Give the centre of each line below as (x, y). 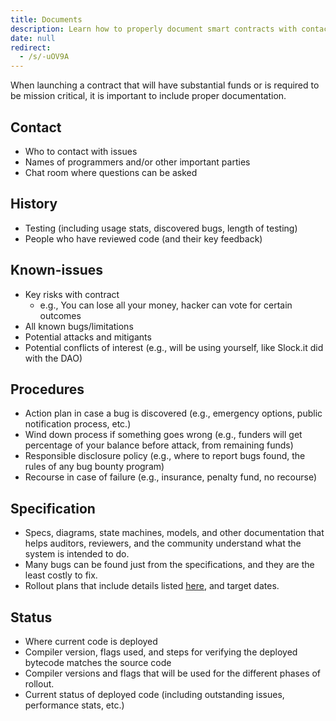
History (34, 204)
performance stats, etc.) (74, 705)
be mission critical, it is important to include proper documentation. (148, 96)
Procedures (47, 389)
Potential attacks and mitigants (88, 337)
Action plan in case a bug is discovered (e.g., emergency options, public (173, 413)
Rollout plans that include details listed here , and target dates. (152, 586)
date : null (33, 38)
